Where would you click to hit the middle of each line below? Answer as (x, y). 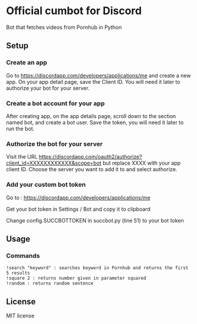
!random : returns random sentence (50, 284)
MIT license (20, 316)
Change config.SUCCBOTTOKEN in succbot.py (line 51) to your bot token (95, 220)
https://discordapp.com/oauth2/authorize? (91, 157)
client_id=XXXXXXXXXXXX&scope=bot (54, 163)
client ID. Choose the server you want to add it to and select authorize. (92, 169)
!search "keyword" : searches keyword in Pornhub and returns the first (97, 268)
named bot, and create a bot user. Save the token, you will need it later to (95, 122)
